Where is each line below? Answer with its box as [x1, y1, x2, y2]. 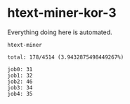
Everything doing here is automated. [7, 28, 112, 36]
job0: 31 [7, 66, 33, 73]
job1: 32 [7, 72, 33, 79]
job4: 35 [7, 90, 33, 97]
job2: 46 [7, 78, 33, 85]
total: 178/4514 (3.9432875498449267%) [7, 54, 124, 61]
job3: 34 [7, 84, 33, 91]
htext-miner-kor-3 [7, 5, 117, 21]
